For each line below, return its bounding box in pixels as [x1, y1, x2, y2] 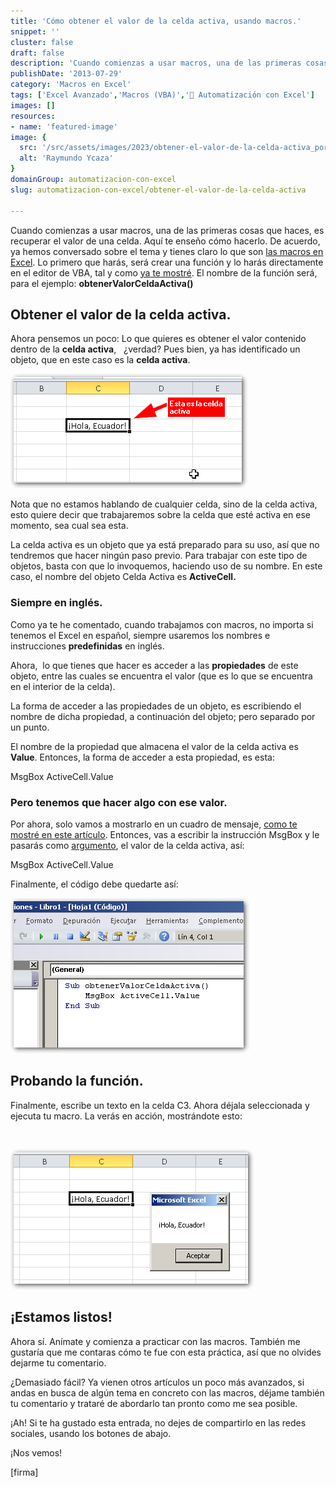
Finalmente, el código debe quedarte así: [10, 878, 179, 890]
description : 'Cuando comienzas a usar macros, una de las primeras [10, 58, 302, 69]
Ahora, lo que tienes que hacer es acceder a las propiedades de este [10, 659, 299, 671]
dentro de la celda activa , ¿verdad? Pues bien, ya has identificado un [10, 343, 301, 355]
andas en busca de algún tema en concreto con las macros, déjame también [10, 1386, 325, 1399]
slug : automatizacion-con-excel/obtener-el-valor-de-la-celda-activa [10, 185, 307, 195]
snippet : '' [10, 26, 60, 37]
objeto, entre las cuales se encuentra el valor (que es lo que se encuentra [10, 670, 313, 682]
